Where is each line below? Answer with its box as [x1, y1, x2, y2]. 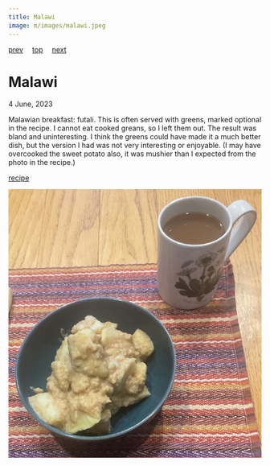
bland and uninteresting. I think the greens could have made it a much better [8, 132, 261, 142]
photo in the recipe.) [8, 158, 76, 167]
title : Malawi [8, 13, 56, 21]
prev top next [8, 44, 67, 54]
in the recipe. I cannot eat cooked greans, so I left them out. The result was [8, 123, 257, 133]
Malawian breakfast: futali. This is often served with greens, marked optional [8, 115, 262, 125]
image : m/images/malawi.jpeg [8, 21, 106, 30]
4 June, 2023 [8, 99, 54, 109]
